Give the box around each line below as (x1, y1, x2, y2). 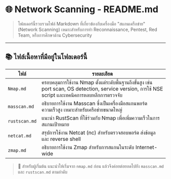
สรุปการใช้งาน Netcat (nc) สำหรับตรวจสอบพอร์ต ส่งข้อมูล (41, 129, 156, 136)
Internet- (135, 143, 158, 151)
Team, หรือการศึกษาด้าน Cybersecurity (17, 32, 93, 38)
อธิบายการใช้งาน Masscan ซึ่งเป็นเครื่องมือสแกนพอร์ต (41, 100, 148, 107)
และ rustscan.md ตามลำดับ (17, 169, 68, 175)
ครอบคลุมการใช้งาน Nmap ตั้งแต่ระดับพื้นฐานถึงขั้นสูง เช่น (41, 79, 153, 86)
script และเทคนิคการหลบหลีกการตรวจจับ (41, 92, 123, 99)
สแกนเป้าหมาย (41, 121, 70, 128)
